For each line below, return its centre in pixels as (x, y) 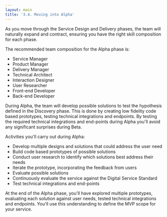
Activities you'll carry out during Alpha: (45, 136)
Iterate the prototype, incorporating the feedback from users (75, 167)
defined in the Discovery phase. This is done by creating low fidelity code (81, 111)
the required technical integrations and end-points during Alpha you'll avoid (83, 121)
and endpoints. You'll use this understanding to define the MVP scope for (81, 203)
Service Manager (30, 58)
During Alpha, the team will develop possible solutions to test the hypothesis (83, 105)
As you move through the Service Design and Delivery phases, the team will (83, 28)
